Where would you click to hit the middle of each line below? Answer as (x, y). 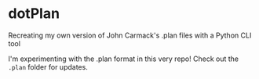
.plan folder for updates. (48, 66)
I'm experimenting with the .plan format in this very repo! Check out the (124, 59)
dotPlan (34, 14)
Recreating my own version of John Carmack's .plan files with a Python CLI (130, 35)
